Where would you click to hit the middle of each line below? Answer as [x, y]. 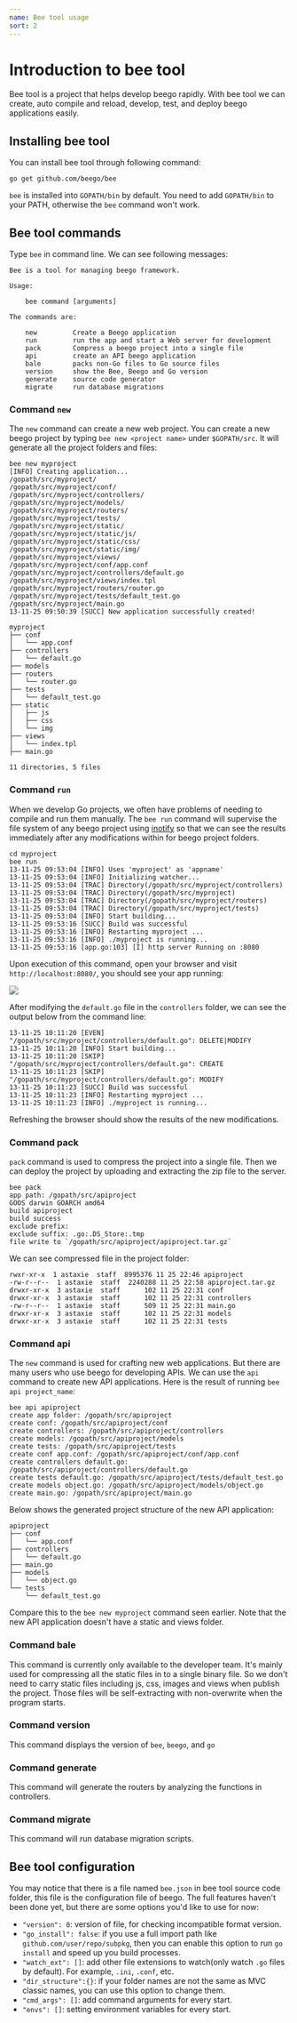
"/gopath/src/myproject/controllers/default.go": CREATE [117, 1064]
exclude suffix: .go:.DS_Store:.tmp [77, 1234]
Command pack [44, 1142]
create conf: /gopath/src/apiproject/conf [89, 1424]
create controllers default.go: [69, 1462]
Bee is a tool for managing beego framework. [94, 271]
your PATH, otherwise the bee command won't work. [105, 205]
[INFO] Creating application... [69, 472]
